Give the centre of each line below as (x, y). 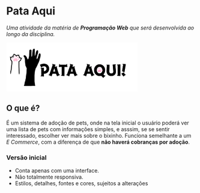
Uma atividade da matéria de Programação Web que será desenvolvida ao (100, 28)
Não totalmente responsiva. (49, 177)
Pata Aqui (31, 11)
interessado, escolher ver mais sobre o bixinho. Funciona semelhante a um (99, 135)
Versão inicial (26, 158)
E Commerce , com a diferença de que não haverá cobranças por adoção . (98, 142)
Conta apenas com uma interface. (57, 171)
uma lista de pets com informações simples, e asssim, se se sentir (88, 129)
